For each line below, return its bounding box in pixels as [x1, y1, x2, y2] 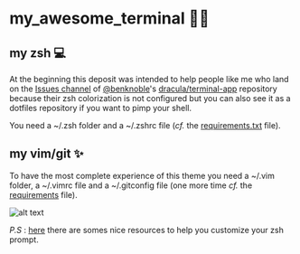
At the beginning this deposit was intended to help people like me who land [9, 74, 289, 84]
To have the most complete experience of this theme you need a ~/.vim [9, 170, 276, 181]
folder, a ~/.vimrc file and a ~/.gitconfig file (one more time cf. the [9, 180, 253, 191]
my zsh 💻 [9, 45, 66, 61]
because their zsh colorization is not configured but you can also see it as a [9, 93, 291, 103]
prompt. [9, 234, 39, 245]
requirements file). [9, 189, 79, 200]
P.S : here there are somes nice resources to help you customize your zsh [9, 224, 285, 235]
